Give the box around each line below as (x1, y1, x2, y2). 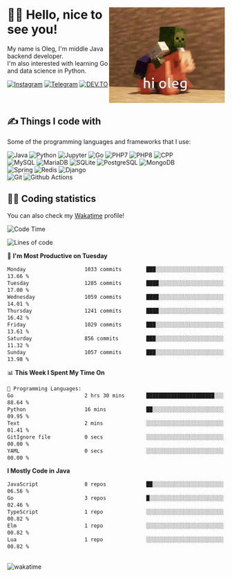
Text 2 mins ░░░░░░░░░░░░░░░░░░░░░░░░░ (7, 419, 224, 427)
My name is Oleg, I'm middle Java (7, 44, 104, 53)
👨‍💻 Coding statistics (7, 193, 97, 205)
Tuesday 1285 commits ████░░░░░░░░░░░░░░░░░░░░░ (7, 280, 224, 286)
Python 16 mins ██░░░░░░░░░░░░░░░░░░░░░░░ (7, 405, 224, 413)
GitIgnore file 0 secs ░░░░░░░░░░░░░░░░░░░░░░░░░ (7, 433, 224, 441)
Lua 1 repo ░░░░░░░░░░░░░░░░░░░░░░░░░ (7, 536, 224, 543)
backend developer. (7, 52, 64, 60)
